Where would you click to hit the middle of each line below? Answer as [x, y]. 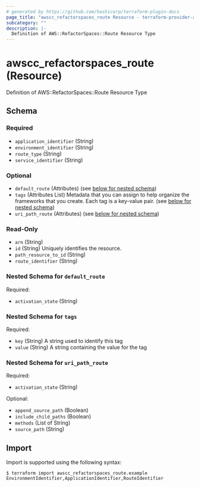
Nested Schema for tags [42, 316]
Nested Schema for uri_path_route [57, 363]
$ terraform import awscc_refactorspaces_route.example [77, 473]
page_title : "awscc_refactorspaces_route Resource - [73, 17]
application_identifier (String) [54, 141]
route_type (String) [38, 154]
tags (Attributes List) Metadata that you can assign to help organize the [102, 195]
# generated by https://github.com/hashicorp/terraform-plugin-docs [93, 12]
